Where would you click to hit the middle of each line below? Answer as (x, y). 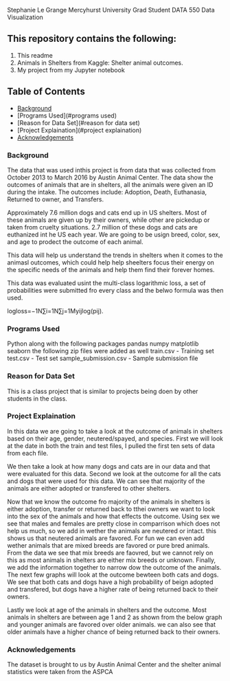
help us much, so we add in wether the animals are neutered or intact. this (112, 531)
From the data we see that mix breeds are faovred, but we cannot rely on (110, 552)
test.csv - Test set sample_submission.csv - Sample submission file (103, 358)
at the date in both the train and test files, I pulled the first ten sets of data (111, 445)
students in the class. (37, 399)
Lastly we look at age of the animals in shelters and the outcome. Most (107, 610)
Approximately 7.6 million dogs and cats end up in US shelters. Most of (107, 212)
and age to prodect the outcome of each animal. (76, 242)
